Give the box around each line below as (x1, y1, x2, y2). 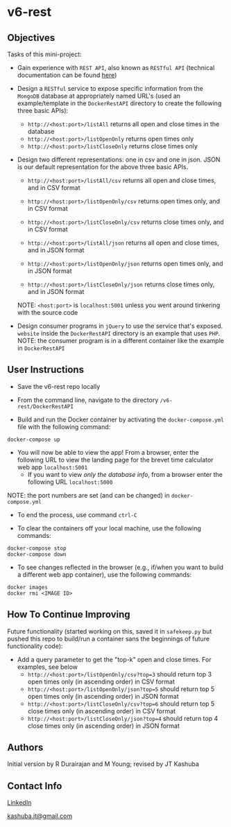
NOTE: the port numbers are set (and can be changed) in (7, 491, 170, 499)
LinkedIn (7, 799, 32, 807)
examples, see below (17, 663, 78, 671)
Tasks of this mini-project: (7, 50, 82, 58)
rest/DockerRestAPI (17, 403, 74, 410)
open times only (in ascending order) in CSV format (27, 677, 175, 686)
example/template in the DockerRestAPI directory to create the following (17, 99, 222, 107)
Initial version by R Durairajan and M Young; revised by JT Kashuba (7, 760, 199, 768)
